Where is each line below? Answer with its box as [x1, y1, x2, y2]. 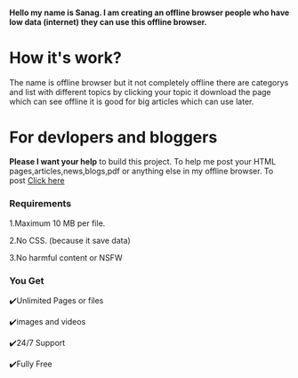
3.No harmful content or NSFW [9, 252, 123, 262]
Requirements [9, 197, 72, 210]
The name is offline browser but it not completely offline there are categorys [9, 76, 289, 88]
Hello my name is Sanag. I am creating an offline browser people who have [9, 7, 290, 18]
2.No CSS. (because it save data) [9, 235, 131, 245]
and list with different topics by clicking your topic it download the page [9, 86, 271, 97]
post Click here [9, 175, 65, 186]
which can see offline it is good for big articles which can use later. [9, 96, 254, 107]
